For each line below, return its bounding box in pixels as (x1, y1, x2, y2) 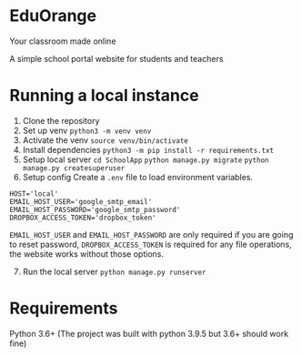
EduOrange (9, 5, 97, 26)
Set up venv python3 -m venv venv (22, 125, 152, 136)
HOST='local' (9, 189, 59, 199)
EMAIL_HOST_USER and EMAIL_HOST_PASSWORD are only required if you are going (9, 229, 294, 240)
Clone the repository (22, 115, 100, 126)
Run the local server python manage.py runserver (22, 266, 206, 277)
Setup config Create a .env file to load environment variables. (22, 171, 253, 182)
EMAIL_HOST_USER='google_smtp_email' (9, 197, 153, 206)
